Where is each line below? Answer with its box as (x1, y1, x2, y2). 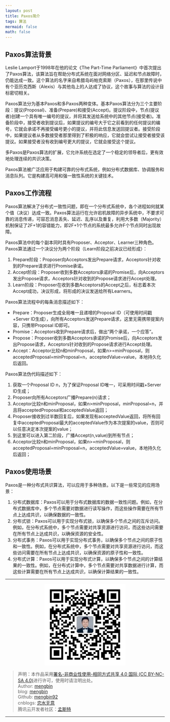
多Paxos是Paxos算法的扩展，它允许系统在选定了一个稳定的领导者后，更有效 (5, 149, 163, 155)
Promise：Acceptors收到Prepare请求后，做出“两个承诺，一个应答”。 (12, 328, 156, 334)
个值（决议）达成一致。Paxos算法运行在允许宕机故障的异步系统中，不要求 (5, 209, 160, 216)
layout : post (5, 8, 33, 13)
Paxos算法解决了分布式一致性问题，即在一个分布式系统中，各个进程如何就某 (5, 203, 164, 209)
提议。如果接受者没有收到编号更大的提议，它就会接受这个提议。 (5, 138, 138, 144)
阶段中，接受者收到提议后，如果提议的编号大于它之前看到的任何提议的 (9, 119, 156, 125)
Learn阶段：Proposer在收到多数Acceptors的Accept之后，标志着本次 (12, 281, 156, 288)
